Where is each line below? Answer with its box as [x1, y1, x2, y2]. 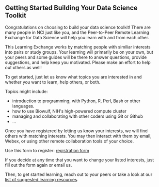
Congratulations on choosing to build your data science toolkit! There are [5, 24, 151, 30]
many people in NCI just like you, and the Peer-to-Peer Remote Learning [5, 29, 149, 35]
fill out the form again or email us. [5, 162, 72, 168]
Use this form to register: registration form [5, 147, 90, 153]
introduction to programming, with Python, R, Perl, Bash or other [12, 98, 141, 104]
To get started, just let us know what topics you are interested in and [5, 74, 142, 79]
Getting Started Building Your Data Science [5, 4, 138, 12]
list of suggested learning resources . [5, 176, 79, 182]
